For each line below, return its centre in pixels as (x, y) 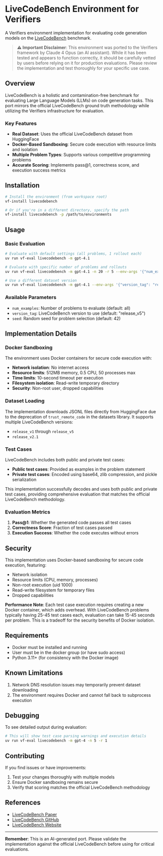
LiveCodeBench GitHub (35, 819)
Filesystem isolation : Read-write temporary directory (66, 383)
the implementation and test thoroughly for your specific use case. (83, 68)
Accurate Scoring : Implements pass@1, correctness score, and (76, 165)
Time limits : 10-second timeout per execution (57, 378)
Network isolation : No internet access (50, 368)
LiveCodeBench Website (37, 825)
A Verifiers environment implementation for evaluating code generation (76, 33)
